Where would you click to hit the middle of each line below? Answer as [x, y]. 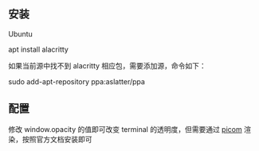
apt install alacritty [39, 49]
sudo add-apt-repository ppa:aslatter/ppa [77, 81]
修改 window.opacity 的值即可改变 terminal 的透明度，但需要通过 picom [125, 129]
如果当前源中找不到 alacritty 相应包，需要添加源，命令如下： [108, 65]
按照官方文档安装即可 [57, 139]
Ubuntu [21, 33]
